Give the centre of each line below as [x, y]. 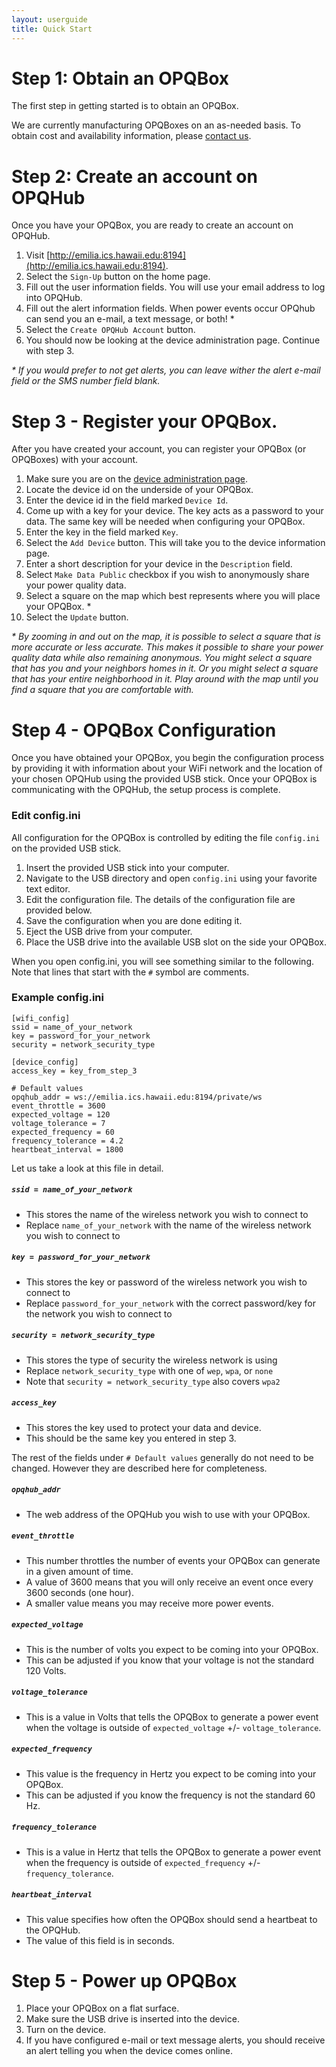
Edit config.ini [46, 816]
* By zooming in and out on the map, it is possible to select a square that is [166, 637]
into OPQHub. [54, 298]
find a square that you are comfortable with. [102, 690]
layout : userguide [49, 19]
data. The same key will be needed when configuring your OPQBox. [165, 522]
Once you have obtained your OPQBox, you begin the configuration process [168, 758]
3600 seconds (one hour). [79, 1592]
